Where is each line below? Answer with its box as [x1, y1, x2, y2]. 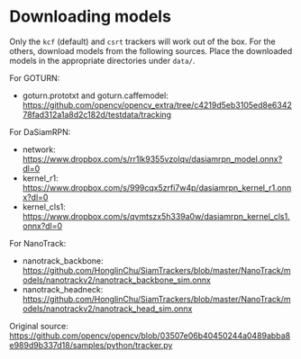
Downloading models [9, 6, 171, 27]
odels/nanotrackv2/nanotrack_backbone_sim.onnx [22, 274, 212, 285]
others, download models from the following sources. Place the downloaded [9, 45, 293, 56]
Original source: [9, 320, 69, 331]
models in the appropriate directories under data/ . [9, 55, 196, 66]
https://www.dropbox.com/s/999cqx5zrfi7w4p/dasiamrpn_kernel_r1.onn [22, 182, 292, 193]
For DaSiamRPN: [9, 126, 71, 137]
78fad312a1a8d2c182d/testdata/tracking [22, 109, 172, 120]
